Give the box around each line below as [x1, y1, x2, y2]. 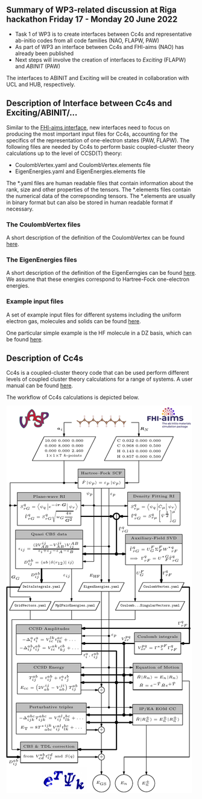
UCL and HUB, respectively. [6, 81, 75, 88]
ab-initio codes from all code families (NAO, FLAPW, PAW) [14, 36, 160, 44]
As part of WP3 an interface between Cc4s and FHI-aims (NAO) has [14, 43, 185, 50]
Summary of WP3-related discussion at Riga [6, 5, 177, 15]
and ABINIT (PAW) [14, 62, 61, 70]
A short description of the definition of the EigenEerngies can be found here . [6, 269, 197, 277]
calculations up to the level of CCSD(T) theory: [6, 150, 122, 157]
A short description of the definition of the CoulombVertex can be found [6, 234, 185, 241]
